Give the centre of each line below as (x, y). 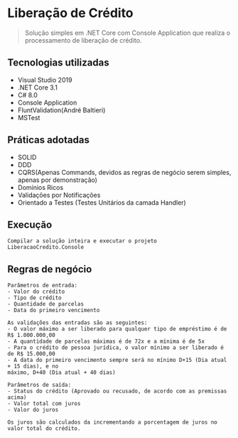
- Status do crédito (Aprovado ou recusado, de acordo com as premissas (117, 391)
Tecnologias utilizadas (58, 63)
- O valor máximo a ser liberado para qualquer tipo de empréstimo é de (117, 329)
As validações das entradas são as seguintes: (77, 323)
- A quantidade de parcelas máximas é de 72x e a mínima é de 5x (106, 342)
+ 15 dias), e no (33, 367)
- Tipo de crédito (34, 298)
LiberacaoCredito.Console (45, 247)
